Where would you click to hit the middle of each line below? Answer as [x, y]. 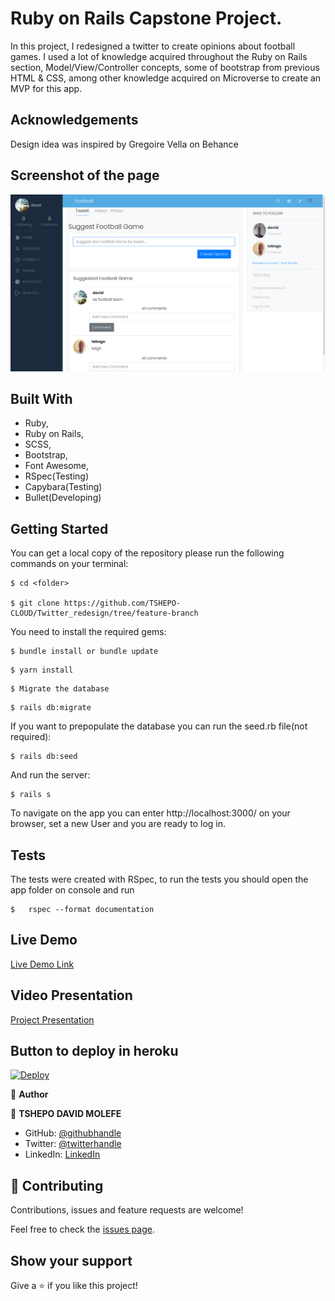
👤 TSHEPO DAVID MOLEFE [66, 1114]
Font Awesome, [57, 466]
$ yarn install [42, 670]
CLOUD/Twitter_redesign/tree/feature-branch [104, 613]
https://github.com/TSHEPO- [122, 603]
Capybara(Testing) [63, 487]
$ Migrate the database [60, 689]
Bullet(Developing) [63, 498]
